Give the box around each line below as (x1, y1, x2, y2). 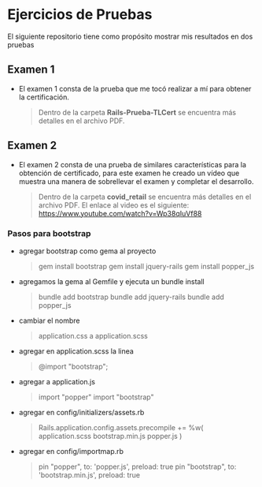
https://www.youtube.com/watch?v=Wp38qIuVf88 (38, 208, 202, 218)
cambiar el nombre (18, 316, 80, 325)
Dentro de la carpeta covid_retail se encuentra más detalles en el (38, 192, 252, 201)
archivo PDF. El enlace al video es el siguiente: (38, 200, 190, 210)
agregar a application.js (18, 376, 96, 386)
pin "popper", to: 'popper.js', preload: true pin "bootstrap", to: (38, 462, 237, 471)
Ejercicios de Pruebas (7, 6, 153, 24)
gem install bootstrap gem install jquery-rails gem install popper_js (38, 261, 255, 271)
